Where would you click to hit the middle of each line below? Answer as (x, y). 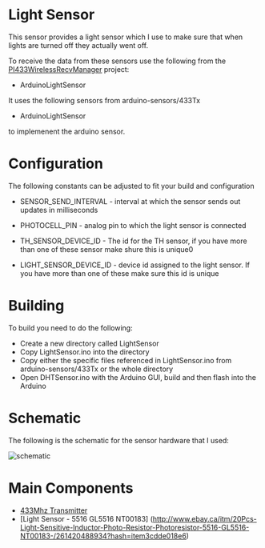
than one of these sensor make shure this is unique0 (106, 249)
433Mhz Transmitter (54, 510)
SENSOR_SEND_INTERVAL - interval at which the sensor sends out (130, 201)
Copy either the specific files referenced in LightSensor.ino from (126, 360)
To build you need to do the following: (71, 328)
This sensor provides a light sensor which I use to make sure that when (126, 37)
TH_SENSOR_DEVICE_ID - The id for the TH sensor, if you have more (133, 241)
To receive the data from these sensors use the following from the (117, 61)
